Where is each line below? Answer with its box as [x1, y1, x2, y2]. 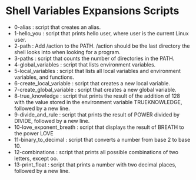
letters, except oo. [14, 155, 58, 162]
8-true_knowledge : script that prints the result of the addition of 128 [14, 92, 181, 99]
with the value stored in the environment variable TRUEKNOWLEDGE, [14, 98, 182, 105]
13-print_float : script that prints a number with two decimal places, [14, 161, 177, 168]
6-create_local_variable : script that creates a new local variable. [14, 79, 170, 86]
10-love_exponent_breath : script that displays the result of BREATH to [14, 124, 184, 131]
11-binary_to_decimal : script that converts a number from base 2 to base [14, 136, 191, 143]
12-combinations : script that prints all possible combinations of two [14, 148, 179, 155]
